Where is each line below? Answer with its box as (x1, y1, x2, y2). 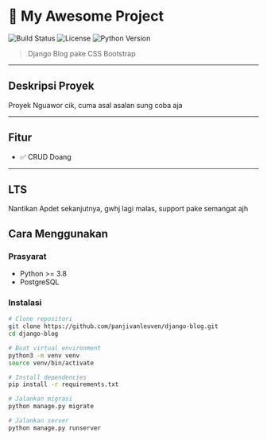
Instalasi (8, 297, 42, 308)
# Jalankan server (8, 417, 69, 425)
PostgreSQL (19, 277, 60, 287)
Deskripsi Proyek (8, 79, 95, 93)
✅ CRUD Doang (19, 152, 72, 161)
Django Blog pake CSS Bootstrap (27, 48, 137, 58)
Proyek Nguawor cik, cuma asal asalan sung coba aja (8, 100, 183, 110)
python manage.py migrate (8, 403, 94, 411)
